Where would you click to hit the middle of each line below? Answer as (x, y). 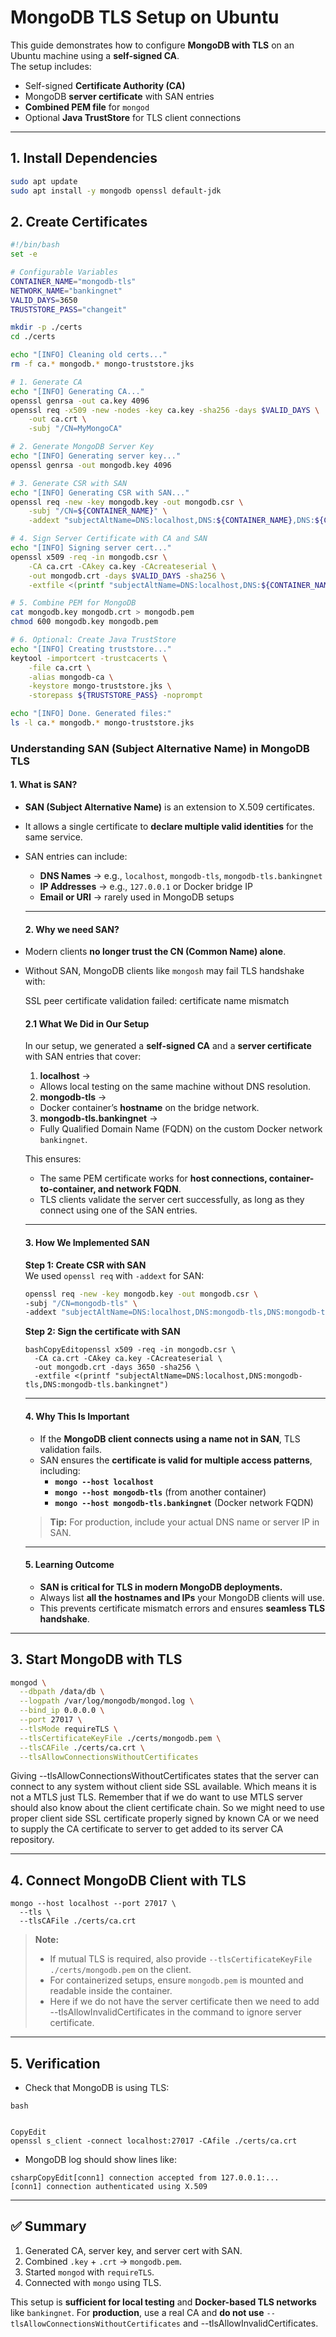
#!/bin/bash (35, 245)
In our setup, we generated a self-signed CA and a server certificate (168, 1046)
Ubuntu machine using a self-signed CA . (95, 55)
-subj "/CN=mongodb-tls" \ (81, 1303)
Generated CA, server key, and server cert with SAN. (133, 2250)
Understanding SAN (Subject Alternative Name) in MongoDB (160, 748)
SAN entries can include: (76, 857)
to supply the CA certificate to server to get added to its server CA (147, 1829)
